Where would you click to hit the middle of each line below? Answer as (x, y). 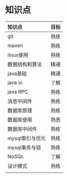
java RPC (18, 92)
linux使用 (18, 55)
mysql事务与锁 (24, 147)
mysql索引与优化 (27, 138)
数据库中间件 (23, 129)
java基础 (17, 73)
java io (15, 82)
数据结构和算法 (25, 64)
